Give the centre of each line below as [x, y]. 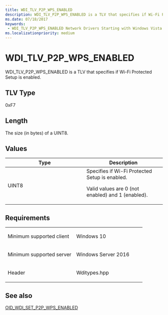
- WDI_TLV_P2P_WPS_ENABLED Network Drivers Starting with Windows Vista [85, 29]
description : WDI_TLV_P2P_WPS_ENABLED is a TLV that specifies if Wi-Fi [82, 15]
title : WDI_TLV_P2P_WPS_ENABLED [39, 10]
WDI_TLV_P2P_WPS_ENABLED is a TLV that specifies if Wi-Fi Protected [79, 72]
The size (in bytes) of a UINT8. [37, 133]
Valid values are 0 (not [113, 189]
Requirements [27, 218]
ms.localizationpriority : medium [40, 33]
